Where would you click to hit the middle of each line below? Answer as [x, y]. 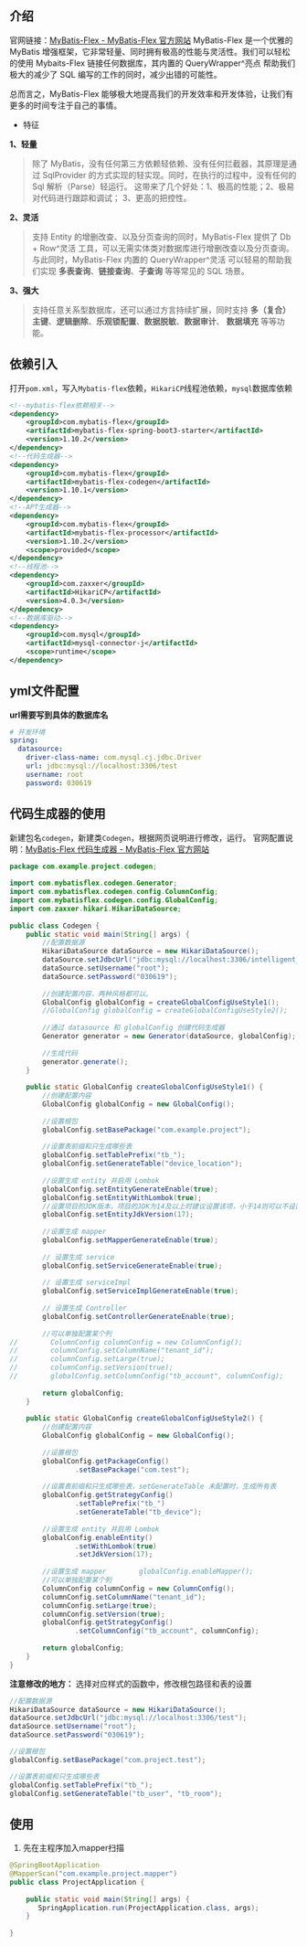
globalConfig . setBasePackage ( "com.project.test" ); [108, 1760]
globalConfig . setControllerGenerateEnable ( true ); [138, 1316]
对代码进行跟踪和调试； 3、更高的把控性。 [111, 197]
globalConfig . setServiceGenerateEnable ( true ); [132, 1265]
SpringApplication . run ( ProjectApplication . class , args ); [148, 1908]
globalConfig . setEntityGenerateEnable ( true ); [131, 1189]
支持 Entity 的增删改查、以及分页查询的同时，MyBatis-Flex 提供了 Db [161, 237]
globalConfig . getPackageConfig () [106, 1461]
